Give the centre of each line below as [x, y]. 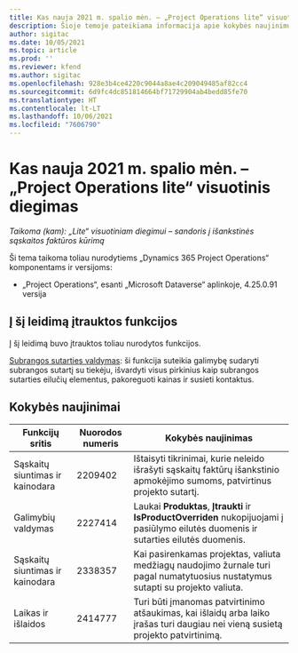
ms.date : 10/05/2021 [47, 42]
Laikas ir [31, 612]
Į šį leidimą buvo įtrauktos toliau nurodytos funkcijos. [105, 343]
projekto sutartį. [166, 491]
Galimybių [35, 517]
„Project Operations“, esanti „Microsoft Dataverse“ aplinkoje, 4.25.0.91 [149, 284]
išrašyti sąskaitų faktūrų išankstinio [207, 469]
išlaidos [30, 624]
